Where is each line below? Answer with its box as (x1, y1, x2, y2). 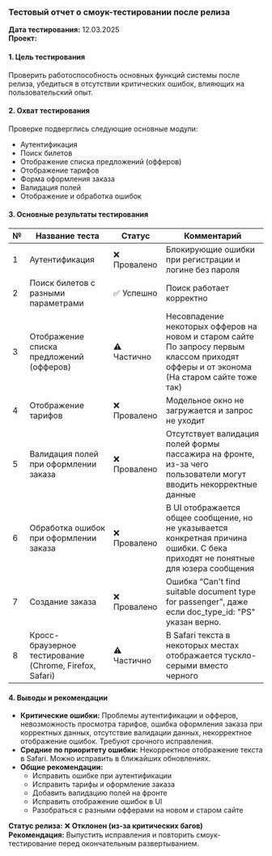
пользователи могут (165, 468, 247, 479)
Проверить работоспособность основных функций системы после (8, 70, 240, 79)
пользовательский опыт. (8, 87, 93, 97)
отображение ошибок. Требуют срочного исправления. (19, 736, 214, 747)
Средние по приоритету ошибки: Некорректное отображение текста (19, 745, 263, 755)
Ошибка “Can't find (165, 576, 241, 587)
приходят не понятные (165, 552, 255, 564)
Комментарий (183, 230, 242, 241)
